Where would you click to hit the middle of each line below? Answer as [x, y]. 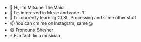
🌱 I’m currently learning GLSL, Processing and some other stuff [73, 18]
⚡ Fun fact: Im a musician [35, 35]
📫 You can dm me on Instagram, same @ [51, 23]
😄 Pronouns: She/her [31, 30]
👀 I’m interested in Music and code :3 [47, 13]
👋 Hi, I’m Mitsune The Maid [37, 7]
